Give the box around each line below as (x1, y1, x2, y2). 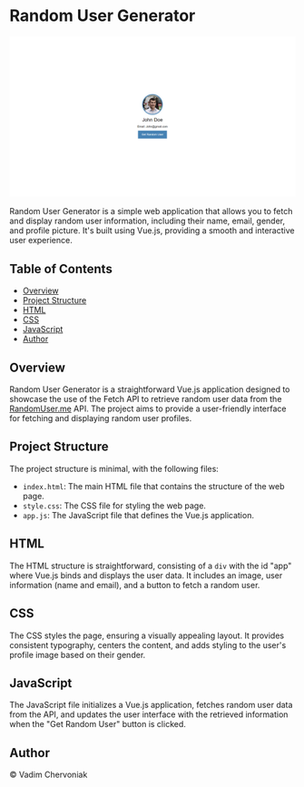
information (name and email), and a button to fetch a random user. (9, 579, 260, 590)
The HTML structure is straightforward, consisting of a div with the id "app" (9, 560, 292, 571)
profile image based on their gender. (9, 649, 146, 660)
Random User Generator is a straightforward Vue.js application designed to (9, 384, 290, 395)
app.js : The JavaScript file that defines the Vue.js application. (22, 509, 254, 520)
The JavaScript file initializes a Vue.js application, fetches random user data (9, 700, 293, 711)
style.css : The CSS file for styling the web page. (22, 500, 207, 511)
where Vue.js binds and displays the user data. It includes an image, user (9, 569, 283, 581)
